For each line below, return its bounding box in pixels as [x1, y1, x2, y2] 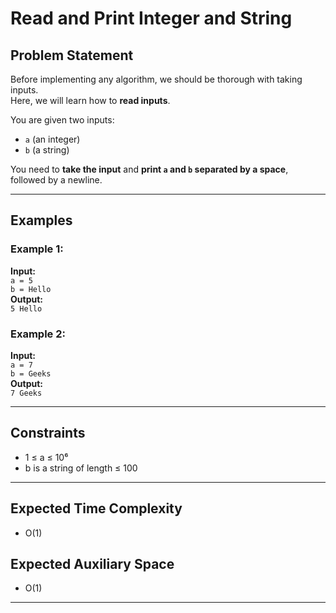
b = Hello [10, 284, 52, 294]
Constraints [10, 425, 86, 442]
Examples [10, 212, 73, 229]
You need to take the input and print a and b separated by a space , [10, 163, 289, 175]
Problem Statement [10, 47, 134, 64]
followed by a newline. [10, 174, 103, 186]
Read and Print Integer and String [10, 7, 293, 30]
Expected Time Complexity [10, 500, 183, 517]
